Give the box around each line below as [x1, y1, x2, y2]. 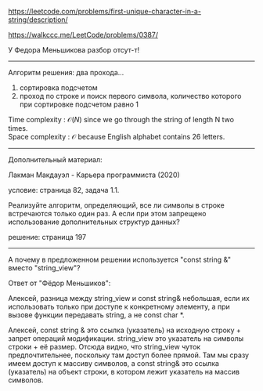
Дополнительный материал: [8, 155, 103, 164]
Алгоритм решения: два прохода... [8, 68, 124, 77]
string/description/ [8, 15, 68, 24]
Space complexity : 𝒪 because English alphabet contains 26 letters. [8, 132, 225, 141]
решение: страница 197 [8, 233, 87, 241]
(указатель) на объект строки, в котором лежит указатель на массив [8, 367, 240, 376]
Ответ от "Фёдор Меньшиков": [8, 278, 111, 288]
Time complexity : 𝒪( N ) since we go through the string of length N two [8, 115, 235, 124]
